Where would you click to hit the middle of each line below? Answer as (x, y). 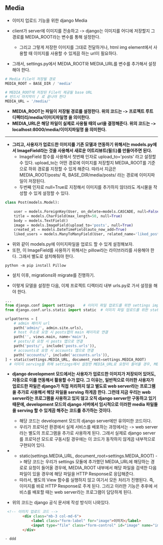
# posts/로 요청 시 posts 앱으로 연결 (48, 341)
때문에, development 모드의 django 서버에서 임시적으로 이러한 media (79, 405)
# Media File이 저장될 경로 (30, 79)
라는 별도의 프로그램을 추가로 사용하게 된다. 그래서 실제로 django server (88, 433)
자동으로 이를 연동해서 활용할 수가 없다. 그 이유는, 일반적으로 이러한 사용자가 (83, 380)
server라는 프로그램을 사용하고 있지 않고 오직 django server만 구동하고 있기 (84, 398)
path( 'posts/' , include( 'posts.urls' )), (55, 346)
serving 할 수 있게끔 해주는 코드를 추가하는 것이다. (64, 410)
